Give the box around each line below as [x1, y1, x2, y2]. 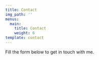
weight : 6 [14, 30, 35, 35]
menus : [5, 16, 19, 21]
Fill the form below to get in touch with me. [5, 48, 94, 55]
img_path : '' [5, 12, 33, 17]
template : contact [5, 35, 44, 40]
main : [10, 21, 22, 26]
